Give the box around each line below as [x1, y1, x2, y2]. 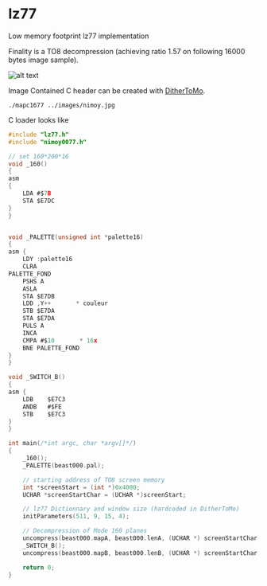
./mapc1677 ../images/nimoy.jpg [8, 101, 115, 109]
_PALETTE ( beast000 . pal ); [22, 461, 105, 470]
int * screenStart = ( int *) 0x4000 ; [22, 483, 141, 491]
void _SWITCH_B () [8, 373, 66, 381]
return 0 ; [22, 563, 56, 572]
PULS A [22, 322, 44, 330]
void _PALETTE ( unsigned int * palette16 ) [8, 232, 145, 241]
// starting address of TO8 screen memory [22, 475, 165, 484]
